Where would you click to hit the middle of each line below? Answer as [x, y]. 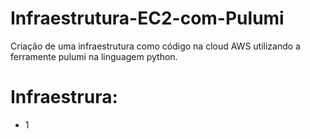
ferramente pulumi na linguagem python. [94, 56]
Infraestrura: [64, 97]
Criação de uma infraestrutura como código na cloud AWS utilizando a [155, 46]
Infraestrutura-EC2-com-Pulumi [147, 18]
